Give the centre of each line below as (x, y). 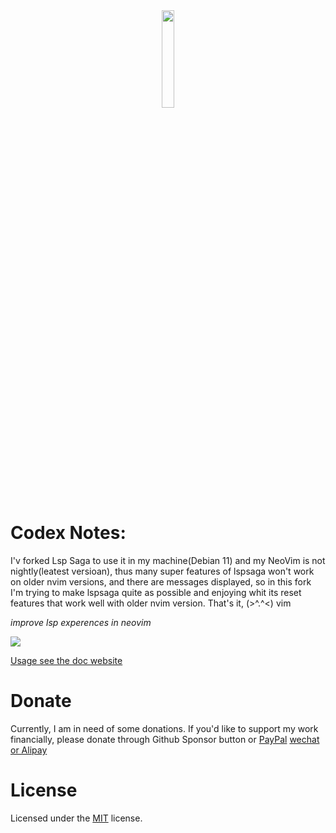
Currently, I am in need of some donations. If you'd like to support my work (164, 728)
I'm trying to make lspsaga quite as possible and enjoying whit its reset (156, 592)
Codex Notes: (68, 533)
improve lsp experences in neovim (81, 622)
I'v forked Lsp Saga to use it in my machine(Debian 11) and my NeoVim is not (168, 560)
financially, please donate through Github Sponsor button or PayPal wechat (165, 739)
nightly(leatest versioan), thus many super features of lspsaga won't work (162, 571)
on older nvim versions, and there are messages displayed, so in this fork (161, 581)
